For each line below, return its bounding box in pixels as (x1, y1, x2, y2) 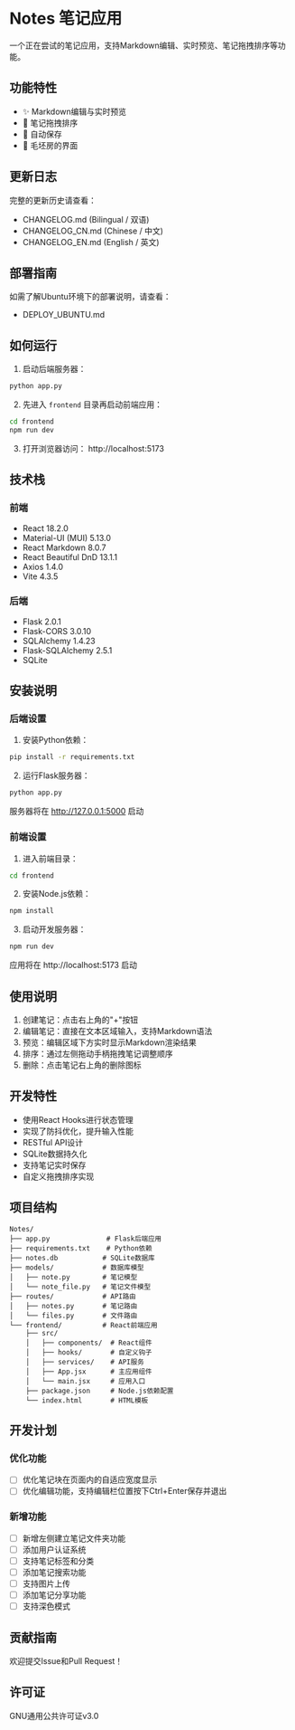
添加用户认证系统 (22, 1544, 87, 1554)
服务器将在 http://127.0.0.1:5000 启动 (9, 806, 144, 817)
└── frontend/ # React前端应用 (9, 1320, 158, 1330)
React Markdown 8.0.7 (22, 542, 106, 553)
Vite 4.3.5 (22, 571, 59, 582)
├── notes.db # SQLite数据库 (9, 1253, 155, 1262)
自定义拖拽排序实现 (22, 1171, 95, 1182)
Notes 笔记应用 (9, 8, 123, 29)
